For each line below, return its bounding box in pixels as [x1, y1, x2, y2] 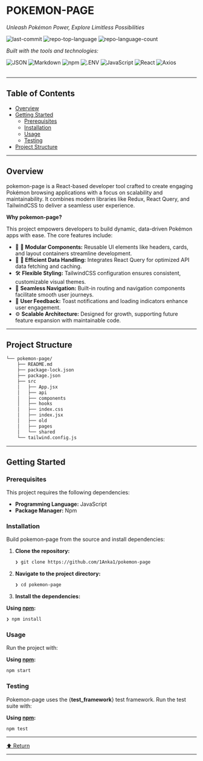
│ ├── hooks [17, 400, 53, 407]
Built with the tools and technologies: [6, 47, 98, 54]
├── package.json [17, 373, 61, 379]
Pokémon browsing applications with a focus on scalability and [6, 189, 163, 196]
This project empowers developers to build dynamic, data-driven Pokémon [6, 225, 193, 232]
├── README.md [17, 361, 53, 368]
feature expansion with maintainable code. [14, 316, 121, 324]
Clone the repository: [14, 547, 70, 555]
